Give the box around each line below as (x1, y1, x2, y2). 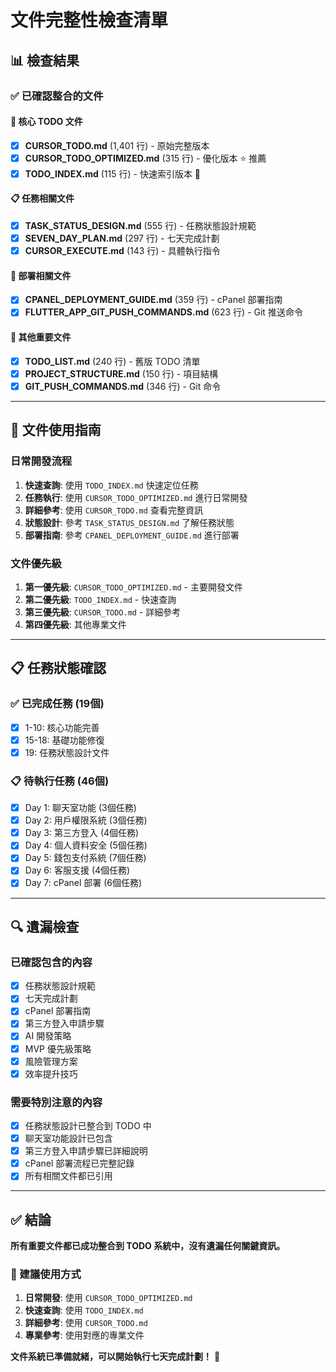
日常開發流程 (10, 454, 73, 468)
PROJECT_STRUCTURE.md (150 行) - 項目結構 (24, 367, 219, 380)
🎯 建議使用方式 (10, 1267, 82, 1281)
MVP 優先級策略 (24, 1042, 92, 1055)
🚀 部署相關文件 (10, 269, 72, 281)
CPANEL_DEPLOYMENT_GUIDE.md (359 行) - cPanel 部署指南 (24, 294, 283, 306)
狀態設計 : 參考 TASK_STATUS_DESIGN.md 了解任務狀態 (24, 516, 235, 528)
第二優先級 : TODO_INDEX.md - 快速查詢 (24, 593, 177, 605)
